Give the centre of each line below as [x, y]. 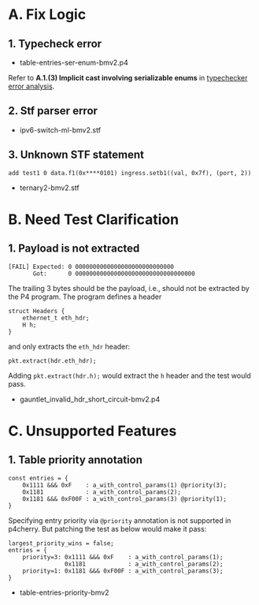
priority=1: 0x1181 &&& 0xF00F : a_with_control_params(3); [123, 571]
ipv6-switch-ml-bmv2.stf [60, 130]
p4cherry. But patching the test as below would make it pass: [107, 528]
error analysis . [31, 86]
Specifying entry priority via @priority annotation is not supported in [120, 520]
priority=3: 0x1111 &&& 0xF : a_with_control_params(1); [123, 557]
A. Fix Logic [47, 15]
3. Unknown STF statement [76, 155]
